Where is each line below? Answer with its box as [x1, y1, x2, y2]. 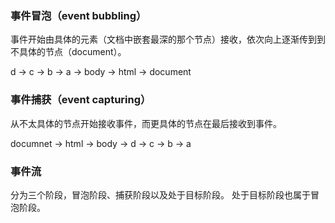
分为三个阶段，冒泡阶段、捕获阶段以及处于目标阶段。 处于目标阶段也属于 [10, 188, 311, 201]
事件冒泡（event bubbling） [10, 8, 147, 22]
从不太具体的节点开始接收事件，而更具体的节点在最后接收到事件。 [10, 117, 282, 129]
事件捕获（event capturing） [10, 93, 152, 107]
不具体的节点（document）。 [10, 46, 127, 58]
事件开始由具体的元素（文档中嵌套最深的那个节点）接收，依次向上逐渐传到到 [10, 33, 326, 46]
